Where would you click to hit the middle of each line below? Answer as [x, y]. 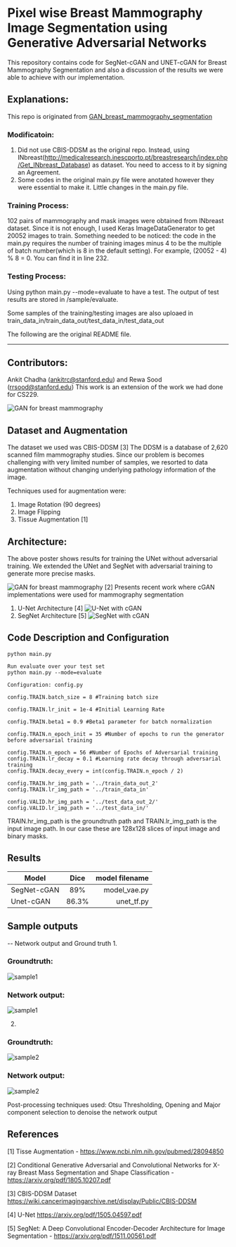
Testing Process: [37, 277]
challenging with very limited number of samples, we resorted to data [108, 462]
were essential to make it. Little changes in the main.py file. [103, 187]
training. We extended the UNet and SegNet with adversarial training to [110, 566]
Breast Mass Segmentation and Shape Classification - [96, 1172]
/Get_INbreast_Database [53, 165]
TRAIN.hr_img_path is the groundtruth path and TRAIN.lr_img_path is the [112, 821]
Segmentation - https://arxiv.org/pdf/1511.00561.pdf [82, 1236]
